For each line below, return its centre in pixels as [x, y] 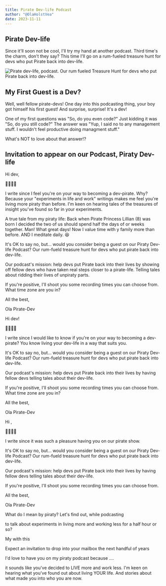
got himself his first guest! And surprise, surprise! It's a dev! [66, 109]
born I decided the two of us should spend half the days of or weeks [75, 224]
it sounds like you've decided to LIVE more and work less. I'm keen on [76, 568]
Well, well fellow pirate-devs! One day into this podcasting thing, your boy [80, 104]
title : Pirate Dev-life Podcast [38, 10]
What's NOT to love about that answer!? [46, 139]
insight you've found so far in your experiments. [54, 209]
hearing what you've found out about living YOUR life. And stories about [78, 573]
